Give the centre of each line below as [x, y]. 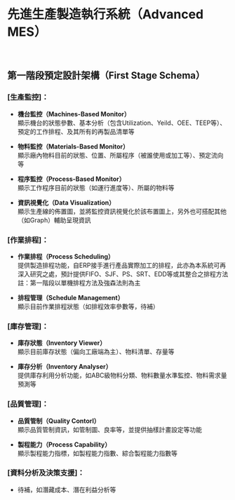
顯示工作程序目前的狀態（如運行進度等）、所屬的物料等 [96, 187]
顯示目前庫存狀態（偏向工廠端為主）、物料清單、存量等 [96, 352]
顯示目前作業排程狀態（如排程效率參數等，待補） [88, 306]
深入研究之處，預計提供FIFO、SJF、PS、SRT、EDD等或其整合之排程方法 [123, 273]
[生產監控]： [28, 97]
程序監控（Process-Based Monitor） [71, 179]
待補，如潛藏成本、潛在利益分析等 [67, 489]
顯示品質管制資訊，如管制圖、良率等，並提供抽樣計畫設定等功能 [109, 429]
